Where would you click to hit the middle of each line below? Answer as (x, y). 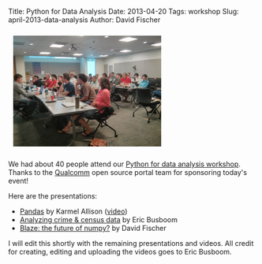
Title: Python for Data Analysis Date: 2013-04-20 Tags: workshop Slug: (124, 11)
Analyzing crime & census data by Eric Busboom (98, 219)
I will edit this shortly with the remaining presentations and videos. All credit (131, 243)
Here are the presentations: (52, 196)
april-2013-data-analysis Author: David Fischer (84, 20)
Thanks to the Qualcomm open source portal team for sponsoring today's (127, 172)
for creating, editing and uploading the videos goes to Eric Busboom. (120, 252)
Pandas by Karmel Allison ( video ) (73, 211)
